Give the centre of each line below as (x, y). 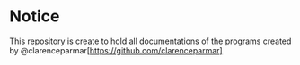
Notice (35, 16)
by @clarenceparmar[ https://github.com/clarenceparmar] (116, 50)
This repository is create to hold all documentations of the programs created (150, 41)
